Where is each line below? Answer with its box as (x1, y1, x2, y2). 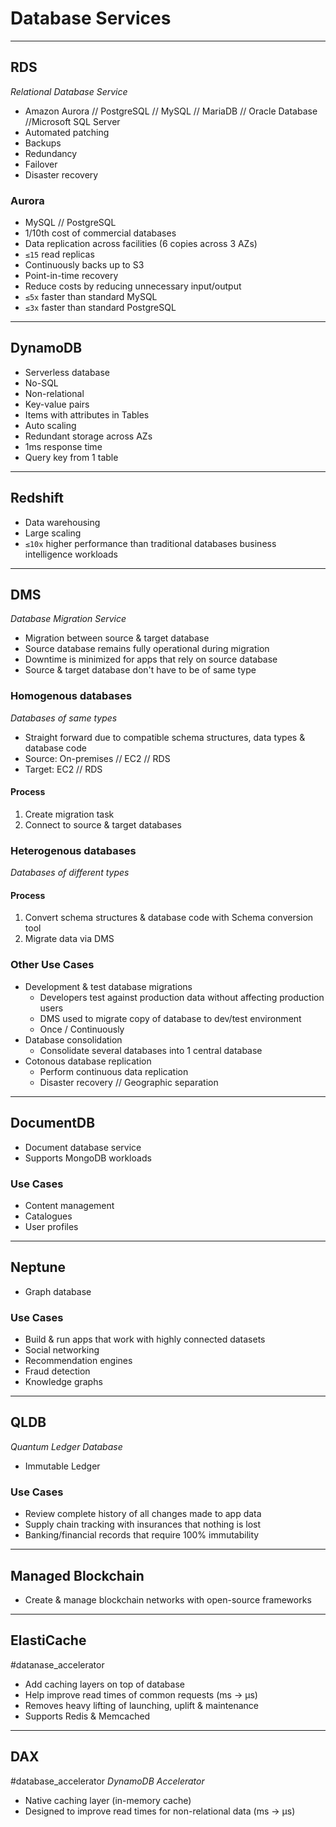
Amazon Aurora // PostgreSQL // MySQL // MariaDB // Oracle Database (24, 105, 318, 117)
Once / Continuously (39, 1023, 125, 1035)
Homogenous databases (10, 689, 133, 703)
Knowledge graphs (24, 1376, 103, 1387)
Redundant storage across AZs (24, 430, 153, 442)
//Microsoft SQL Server (24, 115, 121, 127)
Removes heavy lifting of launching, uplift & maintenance (24, 1699, 259, 1711)
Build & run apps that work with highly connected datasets (24, 1333, 266, 1345)
